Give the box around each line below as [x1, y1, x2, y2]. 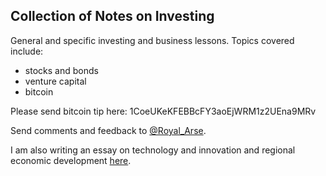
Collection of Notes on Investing [10, 8, 215, 25]
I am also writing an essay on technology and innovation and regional [10, 144, 296, 156]
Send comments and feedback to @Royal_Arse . [10, 124, 207, 136]
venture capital [24, 75, 87, 87]
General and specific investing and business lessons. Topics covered [10, 34, 295, 46]
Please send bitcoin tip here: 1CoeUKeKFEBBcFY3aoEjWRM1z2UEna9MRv [10, 105, 317, 117]
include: [10, 45, 44, 57]
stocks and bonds [24, 64, 99, 76]
